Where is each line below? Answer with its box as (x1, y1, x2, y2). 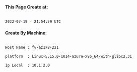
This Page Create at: (5, 4, 48, 10)
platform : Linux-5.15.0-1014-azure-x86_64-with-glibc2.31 (5, 54, 133, 59)
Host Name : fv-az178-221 (5, 45, 59, 50)
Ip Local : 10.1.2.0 (5, 63, 50, 68)
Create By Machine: (5, 30, 47, 36)
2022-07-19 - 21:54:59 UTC (5, 19, 61, 24)
